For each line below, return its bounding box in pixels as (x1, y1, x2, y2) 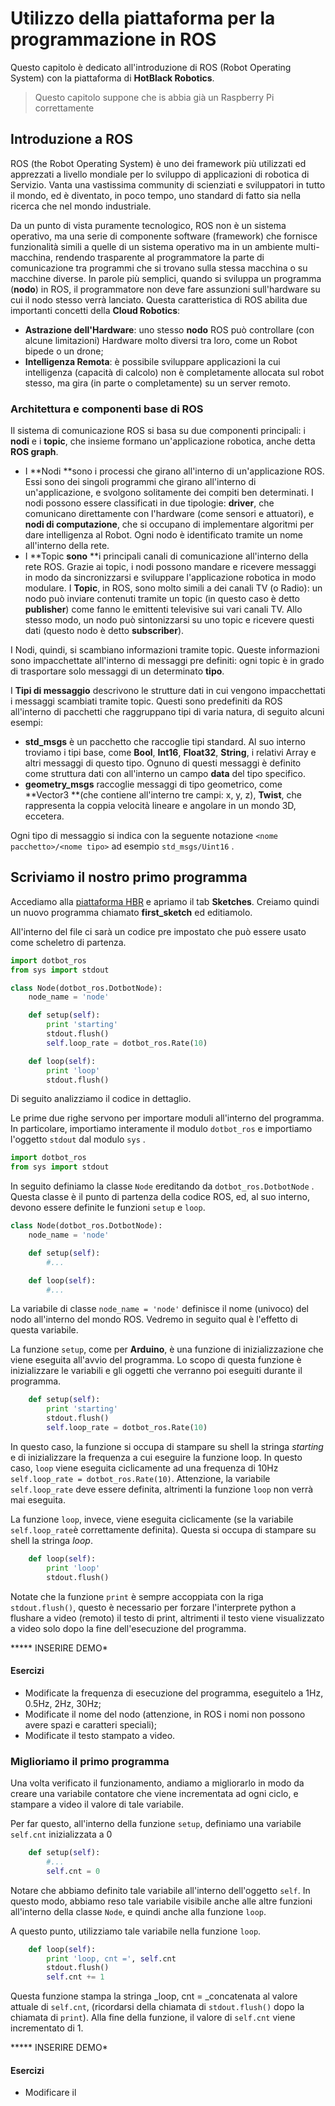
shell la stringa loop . (10, 1534, 93, 1546)
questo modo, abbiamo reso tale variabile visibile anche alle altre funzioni (10, 1895, 313, 1907)
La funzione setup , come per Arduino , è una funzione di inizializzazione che (10, 1343, 324, 1356)
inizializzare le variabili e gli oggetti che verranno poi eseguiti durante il (10, 1365, 303, 1377)
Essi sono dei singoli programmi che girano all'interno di (24, 476, 257, 488)
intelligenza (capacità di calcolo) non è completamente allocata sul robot (24, 366, 325, 378)
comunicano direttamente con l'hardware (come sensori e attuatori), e (24, 508, 315, 520)
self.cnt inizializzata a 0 (10, 1828, 113, 1841)
